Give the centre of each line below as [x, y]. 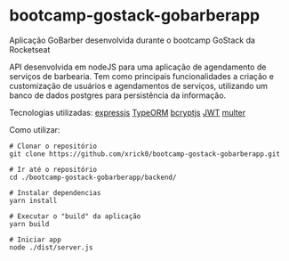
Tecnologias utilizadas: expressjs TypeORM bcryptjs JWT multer [128, 112]
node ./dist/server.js [51, 247]
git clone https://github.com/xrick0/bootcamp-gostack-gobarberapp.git [144, 154]
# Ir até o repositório [53, 169]
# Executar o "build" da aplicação [75, 216]
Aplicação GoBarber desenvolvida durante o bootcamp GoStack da [132, 40]
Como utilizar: [35, 129]
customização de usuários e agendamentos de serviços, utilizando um [139, 86]
